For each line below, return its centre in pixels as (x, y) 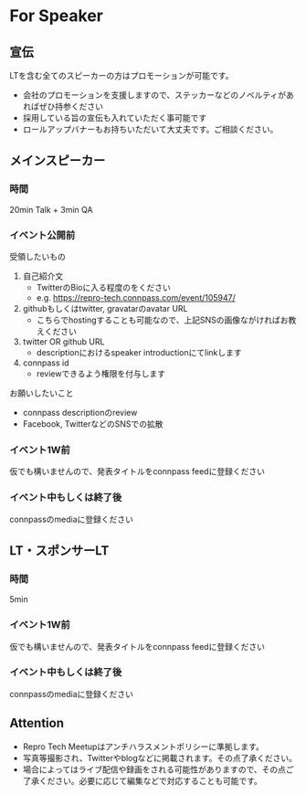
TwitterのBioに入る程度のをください (104, 287)
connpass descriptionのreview (80, 412)
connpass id (46, 363)
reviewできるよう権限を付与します (101, 373)
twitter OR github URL (63, 341)
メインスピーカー (58, 161)
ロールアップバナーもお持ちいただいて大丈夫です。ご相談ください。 (150, 129)
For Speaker (56, 16)
